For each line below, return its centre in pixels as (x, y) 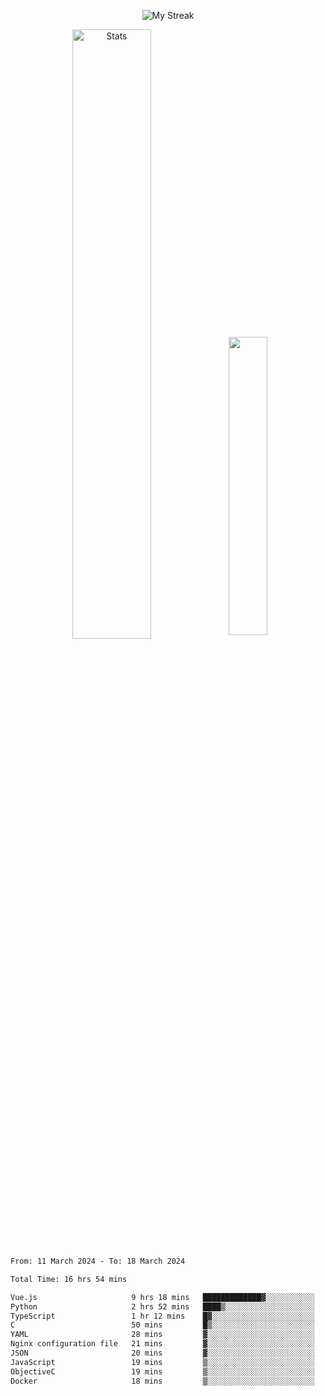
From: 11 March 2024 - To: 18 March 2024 (98, 1261)
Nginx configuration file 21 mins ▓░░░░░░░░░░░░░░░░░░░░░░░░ (162, 1344)
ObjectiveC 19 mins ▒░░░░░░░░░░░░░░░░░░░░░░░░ (162, 1371)
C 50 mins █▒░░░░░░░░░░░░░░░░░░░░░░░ (162, 1325)
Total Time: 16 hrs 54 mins (69, 1279)
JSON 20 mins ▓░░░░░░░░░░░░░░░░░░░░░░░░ (162, 1353)
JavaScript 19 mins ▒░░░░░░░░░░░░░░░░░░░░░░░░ (162, 1362)
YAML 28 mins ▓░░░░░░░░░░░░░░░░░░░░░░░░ (162, 1335)
